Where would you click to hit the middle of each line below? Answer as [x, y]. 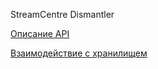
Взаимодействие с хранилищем [79, 53]
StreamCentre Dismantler [62, 14]
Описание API [40, 33]
